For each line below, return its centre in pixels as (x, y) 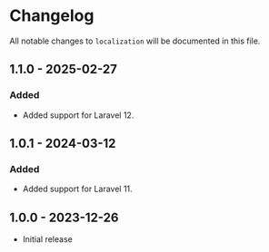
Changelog (52, 16)
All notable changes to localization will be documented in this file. (135, 41)
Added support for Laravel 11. (78, 189)
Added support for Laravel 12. (78, 115)
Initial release (47, 239)
